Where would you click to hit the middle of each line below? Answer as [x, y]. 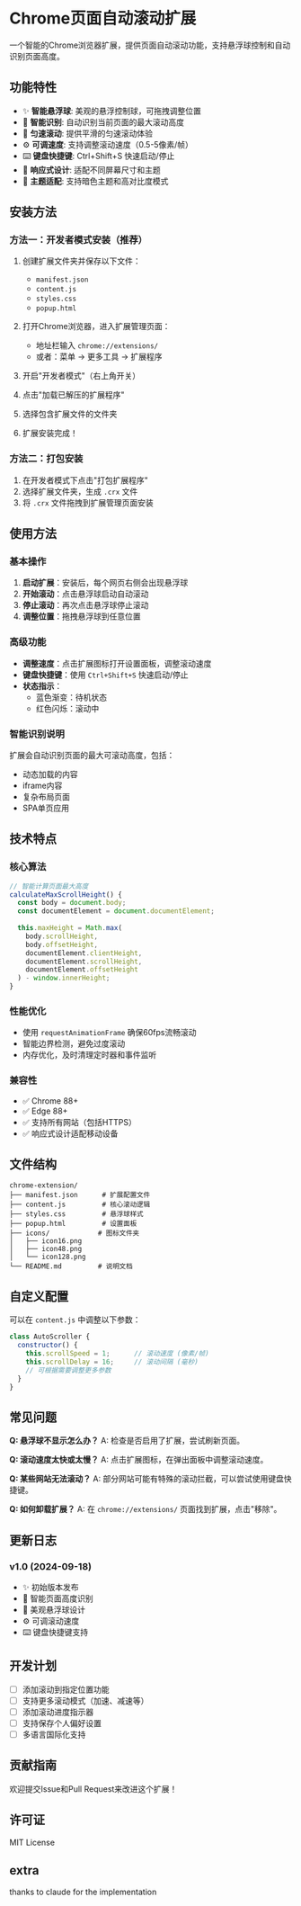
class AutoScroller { [50, 1337]
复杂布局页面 [46, 797]
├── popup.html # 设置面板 [73, 1224]
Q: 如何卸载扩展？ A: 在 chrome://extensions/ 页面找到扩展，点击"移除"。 [146, 1509]
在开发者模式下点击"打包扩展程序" [85, 480]
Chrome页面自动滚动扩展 [103, 18]
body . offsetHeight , [62, 944]
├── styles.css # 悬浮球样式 [76, 1214]
